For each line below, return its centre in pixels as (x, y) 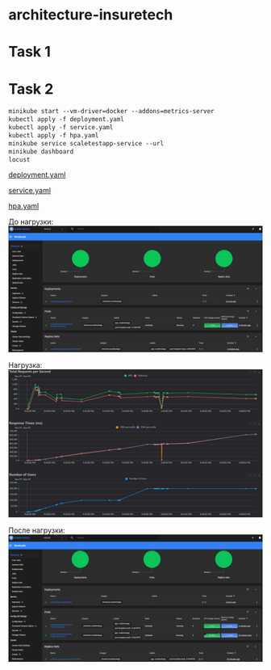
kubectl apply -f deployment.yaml (67, 120)
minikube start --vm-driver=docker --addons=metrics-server (112, 112)
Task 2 (31, 88)
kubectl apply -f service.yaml (61, 128)
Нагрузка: (25, 365)
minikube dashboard (41, 152)
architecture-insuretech (91, 15)
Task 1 (29, 52)
